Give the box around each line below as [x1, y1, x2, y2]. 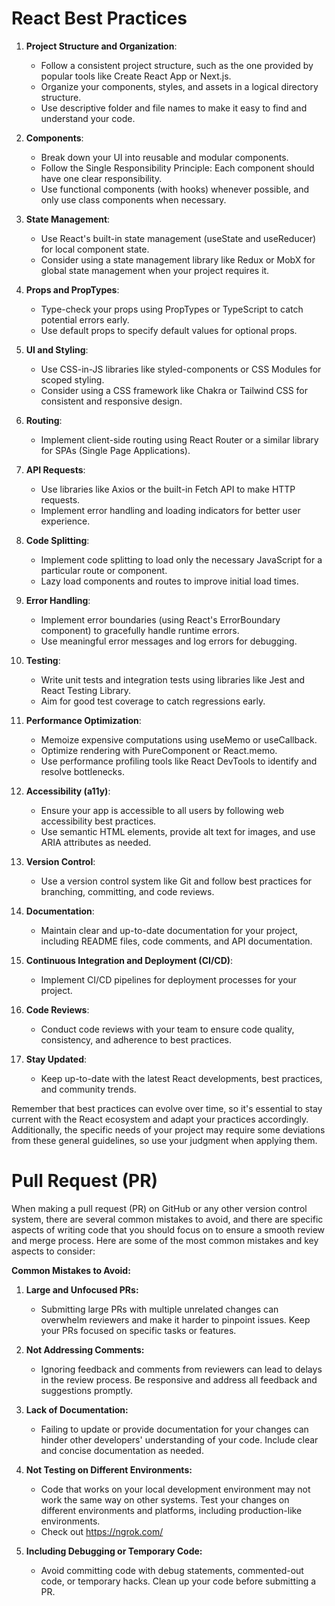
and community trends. [40, 1083, 137, 1095]
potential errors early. [40, 313, 130, 326]
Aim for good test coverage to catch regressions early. [40, 695, 266, 707]
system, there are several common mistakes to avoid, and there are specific [11, 1213, 324, 1225]
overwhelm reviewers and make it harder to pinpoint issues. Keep [40, 1313, 311, 1326]
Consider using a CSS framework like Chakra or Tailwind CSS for [40, 384, 309, 396]
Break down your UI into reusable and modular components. [40, 151, 289, 163]
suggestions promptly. [40, 1384, 134, 1396]
